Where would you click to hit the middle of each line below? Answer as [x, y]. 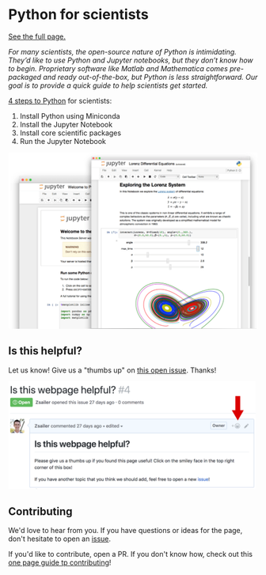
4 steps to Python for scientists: [60, 100]
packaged [25, 77]
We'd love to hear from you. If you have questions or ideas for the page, [125, 531]
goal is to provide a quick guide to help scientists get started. [108, 85]
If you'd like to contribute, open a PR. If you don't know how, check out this [131, 554]
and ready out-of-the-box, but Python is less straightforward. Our [150, 77]
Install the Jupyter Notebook [66, 124]
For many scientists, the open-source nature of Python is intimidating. [123, 51]
